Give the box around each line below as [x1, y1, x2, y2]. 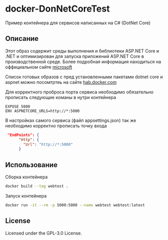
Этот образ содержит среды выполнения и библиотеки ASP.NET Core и [5, 47, 159, 54]
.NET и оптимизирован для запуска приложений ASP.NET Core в [5, 53, 144, 59]
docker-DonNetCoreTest [5, 3, 110, 15]
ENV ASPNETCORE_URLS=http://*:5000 [5, 108, 80, 114]
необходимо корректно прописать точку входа [5, 122, 107, 129]
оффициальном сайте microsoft [5, 64, 72, 70]
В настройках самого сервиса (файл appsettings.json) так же [5, 117, 137, 123]
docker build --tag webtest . [5, 184, 69, 189]
